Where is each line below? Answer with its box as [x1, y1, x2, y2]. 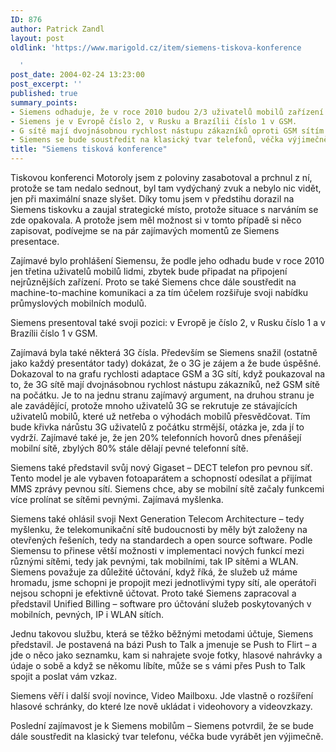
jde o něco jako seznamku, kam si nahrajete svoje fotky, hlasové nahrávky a [10, 649, 323, 661]
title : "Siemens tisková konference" [10, 144, 168, 155]
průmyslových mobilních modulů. [10, 297, 147, 309]
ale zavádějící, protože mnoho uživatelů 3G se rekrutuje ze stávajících [10, 400, 298, 411]
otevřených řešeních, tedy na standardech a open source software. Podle [10, 534, 313, 546]
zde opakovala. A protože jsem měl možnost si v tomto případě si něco [10, 214, 302, 226]
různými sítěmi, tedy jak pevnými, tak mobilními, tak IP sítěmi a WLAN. [10, 556, 299, 567]
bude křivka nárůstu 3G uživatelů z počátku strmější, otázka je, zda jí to [10, 421, 305, 433]
